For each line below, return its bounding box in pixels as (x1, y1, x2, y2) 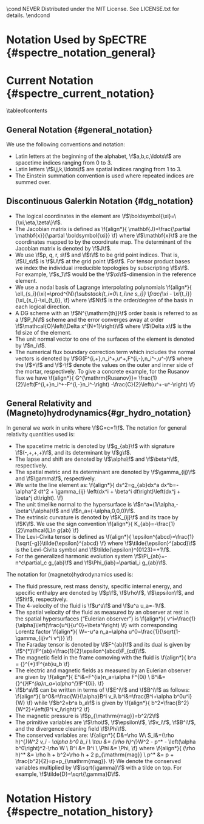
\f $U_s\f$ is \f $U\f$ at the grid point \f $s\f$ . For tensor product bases (15, 257, 191, 265)
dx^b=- (160, 481, 179, 488)
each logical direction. (15, 303, 71, 310)
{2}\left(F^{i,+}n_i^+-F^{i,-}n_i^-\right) (15, 380, 110, 388)
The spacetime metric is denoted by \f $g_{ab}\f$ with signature (15, 442, 175, 450)
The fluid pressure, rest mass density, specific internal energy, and (15, 582, 183, 590)
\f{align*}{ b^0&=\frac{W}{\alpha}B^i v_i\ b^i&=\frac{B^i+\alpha (15, 692, 172, 700)
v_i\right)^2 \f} (54, 705, 90, 712)
